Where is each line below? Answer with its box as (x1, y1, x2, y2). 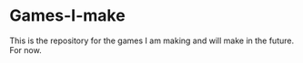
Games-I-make (9, 5, 126, 26)
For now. (9, 44, 43, 55)
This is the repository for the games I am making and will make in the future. (9, 35, 294, 46)
